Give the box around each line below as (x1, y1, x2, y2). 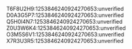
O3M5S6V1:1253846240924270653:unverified (6, 31, 125, 38)
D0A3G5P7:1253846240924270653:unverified (6, 11, 124, 19)
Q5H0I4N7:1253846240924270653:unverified (6, 18, 123, 25)
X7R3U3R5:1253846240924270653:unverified (6, 38, 124, 44)
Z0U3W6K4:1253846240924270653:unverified (6, 24, 127, 31)
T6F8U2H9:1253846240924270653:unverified (6, 5, 124, 12)
